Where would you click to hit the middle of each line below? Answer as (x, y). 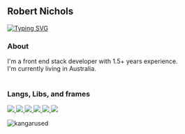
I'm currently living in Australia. (52, 69)
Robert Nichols (40, 11)
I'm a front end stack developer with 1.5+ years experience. (92, 61)
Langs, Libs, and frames (49, 94)
